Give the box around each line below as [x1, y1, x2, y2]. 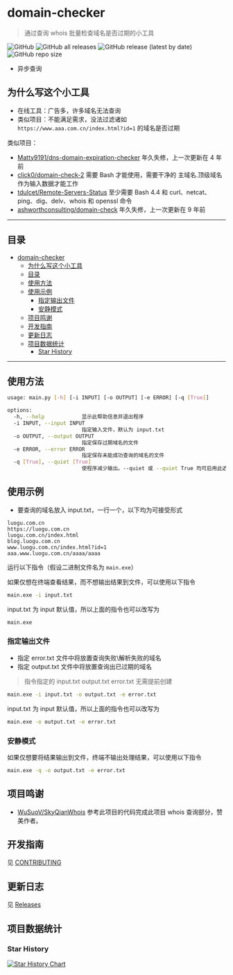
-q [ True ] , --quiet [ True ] [13, 458, 92, 466]
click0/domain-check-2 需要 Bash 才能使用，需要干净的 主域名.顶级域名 [17, 170, 223, 178]
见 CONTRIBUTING [7, 858, 62, 867]
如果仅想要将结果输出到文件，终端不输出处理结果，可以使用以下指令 [7, 753, 202, 761]
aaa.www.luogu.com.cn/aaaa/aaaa [7, 550, 101, 557]
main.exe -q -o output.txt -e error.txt [7, 767, 126, 774]
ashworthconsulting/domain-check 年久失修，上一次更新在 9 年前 [17, 205, 206, 213]
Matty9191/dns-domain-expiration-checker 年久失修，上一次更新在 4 [17, 153, 215, 161]
